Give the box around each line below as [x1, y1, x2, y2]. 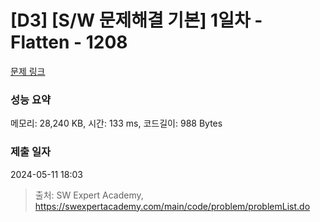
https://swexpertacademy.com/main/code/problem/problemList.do [34, 200, 311, 212]
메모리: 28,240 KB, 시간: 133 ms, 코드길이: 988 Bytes [10, 117, 223, 130]
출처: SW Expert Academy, [34, 189, 144, 201]
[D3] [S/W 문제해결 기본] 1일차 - [10, 9, 263, 32]
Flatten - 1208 [10, 31, 128, 54]
